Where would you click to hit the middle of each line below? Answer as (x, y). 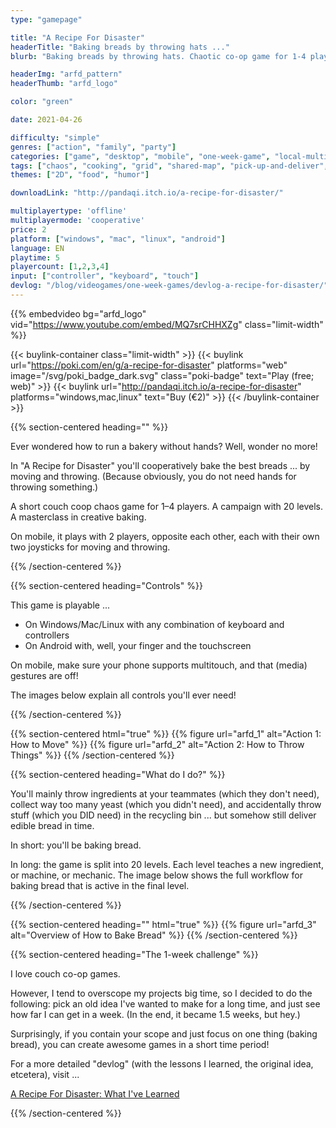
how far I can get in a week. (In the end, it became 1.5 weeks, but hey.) (155, 1014)
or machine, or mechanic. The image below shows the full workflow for (156, 875)
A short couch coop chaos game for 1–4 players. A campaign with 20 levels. (166, 506)
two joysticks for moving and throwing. (90, 547)
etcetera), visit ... (45, 1074)
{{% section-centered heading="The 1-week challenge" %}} (134, 954)
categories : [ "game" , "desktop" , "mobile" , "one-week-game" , (140, 156)
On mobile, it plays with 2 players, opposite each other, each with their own (165, 536)
